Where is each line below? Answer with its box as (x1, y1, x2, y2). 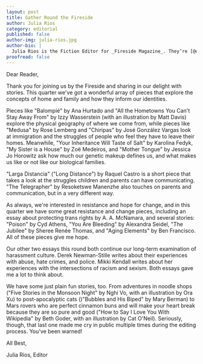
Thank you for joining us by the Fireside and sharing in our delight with (6, 82, 182, 90)
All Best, (6, 339, 27, 346)
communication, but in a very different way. (6, 189, 115, 197)
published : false (6, 31, 50, 38)
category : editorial (6, 25, 59, 32)
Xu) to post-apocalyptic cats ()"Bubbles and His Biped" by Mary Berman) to (6, 295, 195, 303)
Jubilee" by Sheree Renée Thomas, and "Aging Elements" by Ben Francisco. (6, 227, 196, 234)
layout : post (6, 8, 39, 15)
